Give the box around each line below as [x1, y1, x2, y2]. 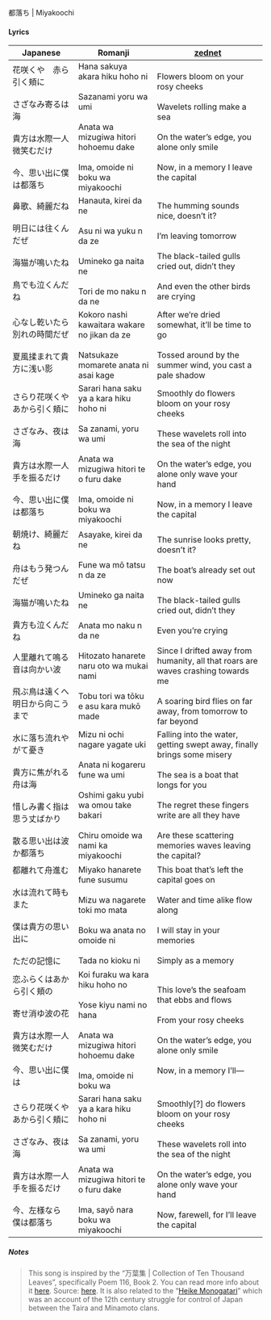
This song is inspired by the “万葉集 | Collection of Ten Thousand [27, 1268, 244, 1278]
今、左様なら [12, 1205, 62, 1216]
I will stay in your [156, 924, 220, 936]
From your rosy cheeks [156, 1015, 244, 1026]
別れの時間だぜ [12, 329, 70, 340]
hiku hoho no [77, 979, 127, 991]
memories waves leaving [156, 840, 252, 851]
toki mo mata [77, 904, 127, 916]
